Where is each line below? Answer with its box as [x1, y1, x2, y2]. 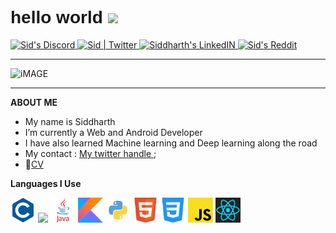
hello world [10, 7, 103, 28]
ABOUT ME [10, 96, 58, 108]
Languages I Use [10, 177, 82, 189]
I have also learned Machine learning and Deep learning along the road [24, 137, 318, 149]
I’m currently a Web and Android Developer [24, 126, 203, 138]
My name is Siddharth [24, 115, 116, 127]
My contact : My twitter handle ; [24, 147, 157, 159]
